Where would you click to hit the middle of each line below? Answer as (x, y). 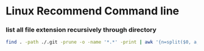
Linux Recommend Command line (93, 11)
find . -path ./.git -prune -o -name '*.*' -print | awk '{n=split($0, (98, 42)
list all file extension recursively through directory (81, 30)
